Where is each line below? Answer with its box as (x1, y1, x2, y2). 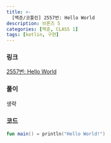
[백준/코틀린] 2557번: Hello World (12, 15, 95, 21)
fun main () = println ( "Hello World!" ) (6, 131, 105, 137)
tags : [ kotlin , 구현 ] (6, 32, 59, 38)
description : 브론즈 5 (6, 20, 61, 26)
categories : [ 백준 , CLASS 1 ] (6, 26, 78, 32)
